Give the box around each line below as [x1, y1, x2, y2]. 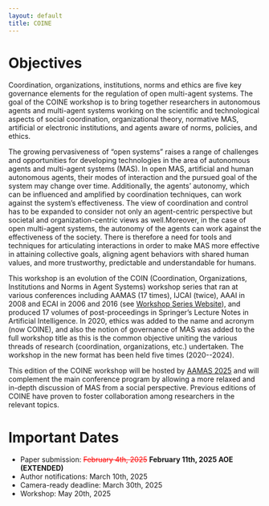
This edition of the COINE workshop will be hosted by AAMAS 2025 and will [8, 366, 259, 376]
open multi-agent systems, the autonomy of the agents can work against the [8, 224, 262, 234]
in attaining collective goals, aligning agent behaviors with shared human [8, 250, 249, 259]
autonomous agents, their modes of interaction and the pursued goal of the [8, 173, 258, 182]
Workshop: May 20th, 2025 [19, 489, 111, 499]
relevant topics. [8, 400, 60, 410]
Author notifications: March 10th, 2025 [19, 471, 148, 482]
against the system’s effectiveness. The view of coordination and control [8, 198, 249, 208]
